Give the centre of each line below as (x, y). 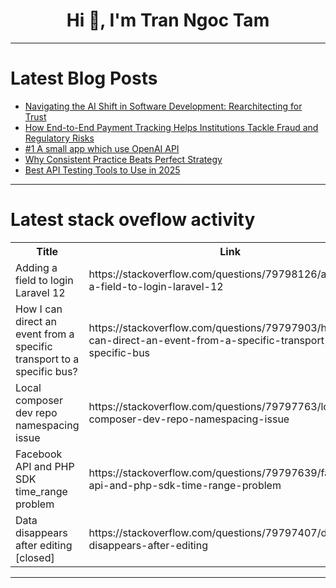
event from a (45, 334)
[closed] (35, 557)
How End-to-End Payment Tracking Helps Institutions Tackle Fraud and (171, 127)
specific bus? (46, 371)
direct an (36, 321)
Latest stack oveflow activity (133, 220)
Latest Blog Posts (84, 78)
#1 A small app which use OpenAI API (102, 148)
